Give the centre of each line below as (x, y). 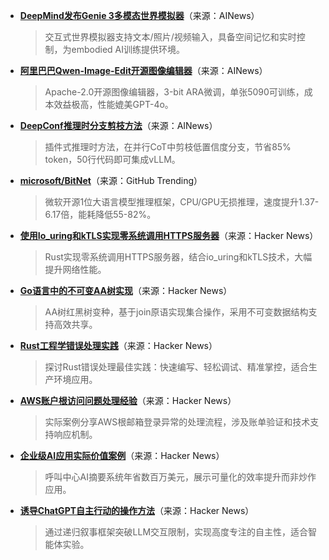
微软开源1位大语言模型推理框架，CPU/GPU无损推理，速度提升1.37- (182, 202)
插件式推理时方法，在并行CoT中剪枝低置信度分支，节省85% (168, 147)
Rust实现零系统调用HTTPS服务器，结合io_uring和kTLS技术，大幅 (178, 257)
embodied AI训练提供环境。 (128, 49)
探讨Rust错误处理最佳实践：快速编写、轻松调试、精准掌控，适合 (176, 367)
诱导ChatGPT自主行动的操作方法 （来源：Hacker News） (137, 510)
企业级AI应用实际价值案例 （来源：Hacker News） (122, 455)
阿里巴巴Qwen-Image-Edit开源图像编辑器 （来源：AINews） (143, 70)
